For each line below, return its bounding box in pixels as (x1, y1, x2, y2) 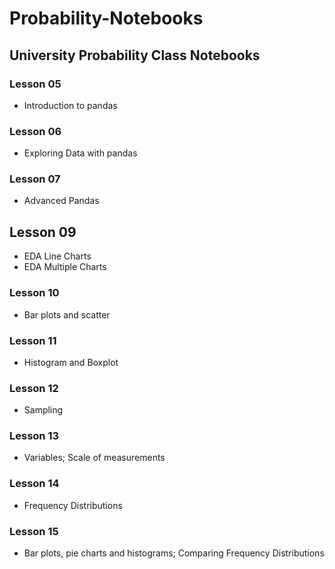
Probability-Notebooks (9, 7, 204, 30)
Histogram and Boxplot (23, 356, 119, 368)
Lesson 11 (9, 333, 57, 347)
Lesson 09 (9, 223, 77, 241)
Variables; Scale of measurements (23, 452, 166, 464)
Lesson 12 (9, 381, 59, 395)
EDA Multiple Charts (23, 261, 107, 273)
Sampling (23, 404, 64, 416)
